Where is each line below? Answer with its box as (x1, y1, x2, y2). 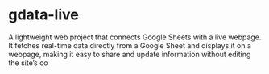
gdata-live (8, 6, 79, 24)
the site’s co (8, 58, 48, 68)
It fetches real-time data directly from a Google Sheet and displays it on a (8, 40, 252, 50)
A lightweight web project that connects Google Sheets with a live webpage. (8, 32, 262, 42)
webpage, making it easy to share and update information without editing (8, 49, 251, 59)
